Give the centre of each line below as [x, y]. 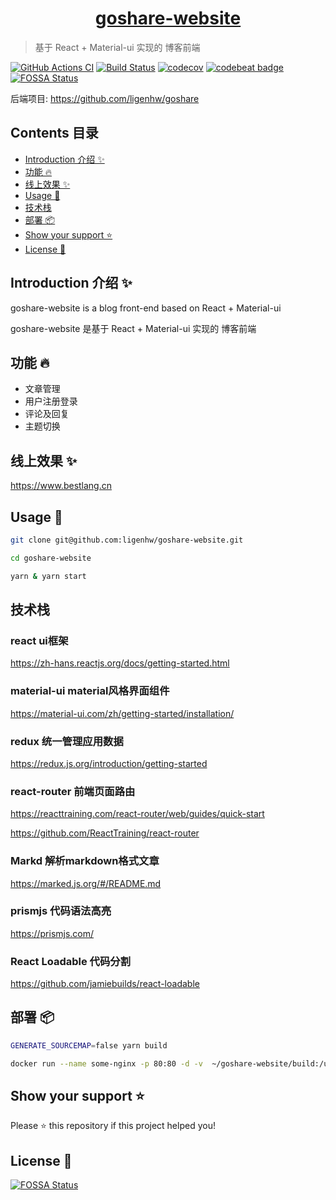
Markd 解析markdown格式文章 [85, 861]
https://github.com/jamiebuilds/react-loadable [105, 984]
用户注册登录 [51, 401]
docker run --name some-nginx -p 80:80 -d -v [106, 1063]
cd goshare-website [51, 558]
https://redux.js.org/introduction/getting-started [109, 763]
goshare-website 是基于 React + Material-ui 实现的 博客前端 [133, 328]
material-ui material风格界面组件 [90, 691]
